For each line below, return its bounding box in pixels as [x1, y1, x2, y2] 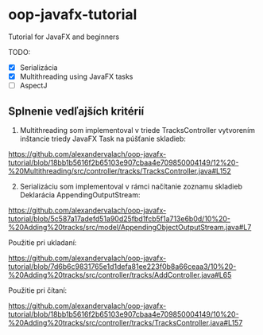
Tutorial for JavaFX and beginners [8, 32, 120, 41]
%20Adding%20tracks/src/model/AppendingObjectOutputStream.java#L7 [8, 222, 252, 232]
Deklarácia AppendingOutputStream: [19, 189, 141, 200]
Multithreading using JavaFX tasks [19, 72, 133, 81]
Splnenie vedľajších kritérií [8, 104, 145, 118]
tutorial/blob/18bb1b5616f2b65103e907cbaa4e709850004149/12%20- [8, 158, 239, 167]
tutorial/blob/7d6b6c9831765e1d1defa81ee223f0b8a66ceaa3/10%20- [8, 261, 237, 271]
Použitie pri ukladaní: [8, 237, 77, 247]
